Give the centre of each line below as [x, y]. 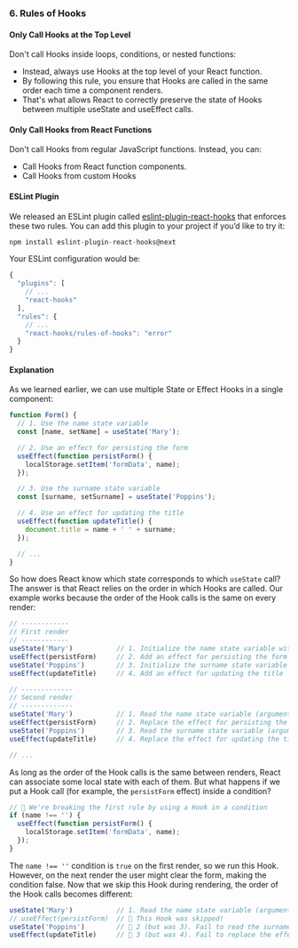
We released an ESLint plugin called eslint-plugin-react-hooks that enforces [148, 216]
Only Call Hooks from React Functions [81, 129]
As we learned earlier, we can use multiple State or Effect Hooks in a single [146, 390]
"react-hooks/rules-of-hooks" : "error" [99, 333]
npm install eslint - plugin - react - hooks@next [93, 242]
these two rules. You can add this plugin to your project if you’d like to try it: [147, 226]
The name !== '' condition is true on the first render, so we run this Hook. [144, 865]
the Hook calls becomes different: [71, 894]
